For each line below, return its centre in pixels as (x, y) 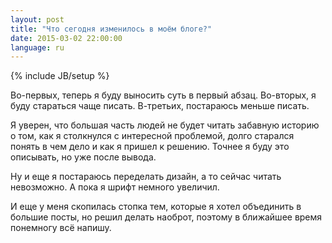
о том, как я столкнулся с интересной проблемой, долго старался (152, 136)
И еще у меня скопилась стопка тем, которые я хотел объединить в (156, 207)
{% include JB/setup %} (60, 76)
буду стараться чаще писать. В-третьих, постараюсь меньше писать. (160, 106)
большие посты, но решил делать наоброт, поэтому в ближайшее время (166, 217)
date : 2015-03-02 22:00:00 (66, 38)
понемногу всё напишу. (61, 228)
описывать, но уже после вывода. (83, 157)
